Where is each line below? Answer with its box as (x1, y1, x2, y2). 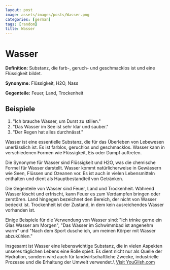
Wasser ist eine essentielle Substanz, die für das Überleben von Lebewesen (5, 139, 164, 145)
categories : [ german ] (5, 17, 51, 22)
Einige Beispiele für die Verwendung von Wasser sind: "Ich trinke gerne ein (5, 217, 162, 223)
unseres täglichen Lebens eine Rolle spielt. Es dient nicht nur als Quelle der (5, 248, 162, 254)
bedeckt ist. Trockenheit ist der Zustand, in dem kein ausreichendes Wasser (5, 201, 164, 208)
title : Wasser (5, 26, 36, 31)
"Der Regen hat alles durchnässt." (12, 129, 84, 135)
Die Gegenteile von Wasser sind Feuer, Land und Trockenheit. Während (5, 185, 154, 191)
